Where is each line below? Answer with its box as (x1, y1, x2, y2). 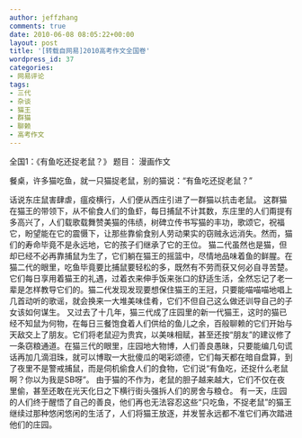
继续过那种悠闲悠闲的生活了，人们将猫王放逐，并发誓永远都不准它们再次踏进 (9, 407, 293, 418)
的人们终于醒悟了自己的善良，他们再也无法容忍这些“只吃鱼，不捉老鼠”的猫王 (9, 397, 292, 407)
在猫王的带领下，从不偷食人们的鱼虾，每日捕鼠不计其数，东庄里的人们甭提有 (9, 205, 293, 216)
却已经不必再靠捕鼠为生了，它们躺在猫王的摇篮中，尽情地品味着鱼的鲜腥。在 (9, 250, 293, 261)
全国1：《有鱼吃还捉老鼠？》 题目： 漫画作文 (9, 156, 171, 166)
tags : (9, 80, 30, 89)
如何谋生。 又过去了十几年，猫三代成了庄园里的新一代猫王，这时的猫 (24, 307, 280, 317)
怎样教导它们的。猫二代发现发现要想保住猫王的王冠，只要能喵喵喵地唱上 (24, 284, 293, 295)
